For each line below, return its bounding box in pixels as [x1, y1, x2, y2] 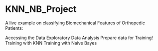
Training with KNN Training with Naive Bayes [5, 40, 97, 46]
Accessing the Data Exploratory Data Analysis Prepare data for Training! [5, 35, 153, 41]
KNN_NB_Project [5, 3, 77, 15]
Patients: [5, 25, 23, 31]
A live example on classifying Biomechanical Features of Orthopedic [5, 20, 146, 26]
